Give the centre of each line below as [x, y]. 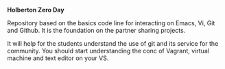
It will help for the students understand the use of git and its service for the [113, 43]
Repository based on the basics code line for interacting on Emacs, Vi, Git [111, 23]
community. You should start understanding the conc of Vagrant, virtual [108, 51]
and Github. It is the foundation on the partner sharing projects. [96, 30]
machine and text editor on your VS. [58, 58]
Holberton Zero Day [36, 10]
